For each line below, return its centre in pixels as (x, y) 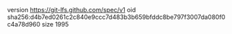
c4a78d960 (24, 24)
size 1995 (55, 24)
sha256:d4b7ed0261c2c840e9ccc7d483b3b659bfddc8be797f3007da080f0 (116, 17)
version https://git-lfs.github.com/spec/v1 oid (72, 10)
